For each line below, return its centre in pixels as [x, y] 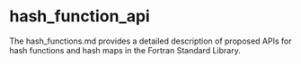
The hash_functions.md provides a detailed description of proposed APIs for [150, 41]
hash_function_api [80, 16]
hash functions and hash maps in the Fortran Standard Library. [125, 50]
